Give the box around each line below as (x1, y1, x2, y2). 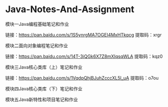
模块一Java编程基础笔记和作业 (5, 21, 69, 27)
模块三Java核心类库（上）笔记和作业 (5, 64, 83, 70)
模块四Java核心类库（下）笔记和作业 (5, 85, 83, 92)
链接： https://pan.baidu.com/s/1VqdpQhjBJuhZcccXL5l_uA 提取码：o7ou (5, 75, 159, 81)
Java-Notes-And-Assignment (5, 4, 134, 15)
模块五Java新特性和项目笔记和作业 (5, 96, 78, 102)
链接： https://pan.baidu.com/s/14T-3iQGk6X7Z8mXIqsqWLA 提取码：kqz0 (5, 53, 163, 59)
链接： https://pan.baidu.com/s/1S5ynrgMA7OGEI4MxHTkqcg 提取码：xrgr (5, 31, 162, 38)
